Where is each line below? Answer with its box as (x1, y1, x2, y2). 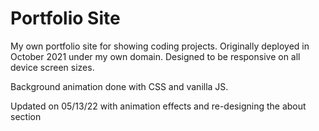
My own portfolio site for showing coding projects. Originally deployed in (10, 40, 310, 52)
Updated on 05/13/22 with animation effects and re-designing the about (10, 100, 307, 112)
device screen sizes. (10, 61, 95, 73)
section (10, 110, 42, 122)
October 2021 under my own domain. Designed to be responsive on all (10, 50, 301, 62)
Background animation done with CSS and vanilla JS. (10, 80, 229, 92)
